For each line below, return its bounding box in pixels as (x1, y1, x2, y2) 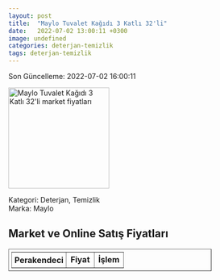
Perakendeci (15, 254, 64, 265)
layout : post (8, 11, 52, 20)
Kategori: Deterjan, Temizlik (8, 195, 101, 204)
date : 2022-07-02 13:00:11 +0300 (8, 27, 128, 35)
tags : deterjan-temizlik (8, 49, 92, 57)
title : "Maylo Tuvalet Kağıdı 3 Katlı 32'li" (8, 19, 168, 27)
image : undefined (8, 34, 67, 43)
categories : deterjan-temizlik (8, 42, 114, 50)
